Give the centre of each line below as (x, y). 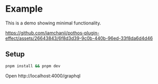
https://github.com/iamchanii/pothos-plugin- (52, 33)
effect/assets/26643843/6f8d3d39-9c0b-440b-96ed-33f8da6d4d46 (79, 38)
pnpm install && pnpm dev (33, 66)
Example (24, 9)
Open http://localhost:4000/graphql (43, 76)
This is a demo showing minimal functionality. (53, 23)
